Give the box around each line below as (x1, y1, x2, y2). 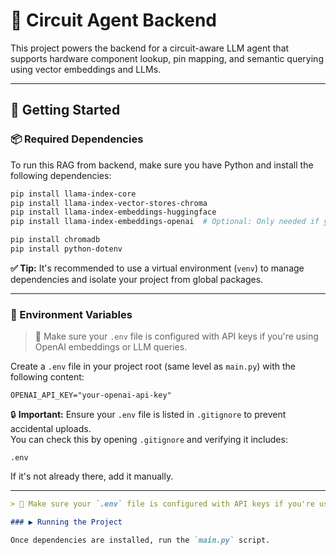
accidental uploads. (10, 423, 92, 435)
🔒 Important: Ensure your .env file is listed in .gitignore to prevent (10, 409, 287, 421)
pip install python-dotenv (10, 244, 123, 254)
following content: (10, 371, 85, 383)
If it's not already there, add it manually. (10, 470, 174, 483)
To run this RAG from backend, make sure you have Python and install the (10, 159, 314, 171)
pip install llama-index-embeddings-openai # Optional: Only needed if (10, 217, 320, 227)
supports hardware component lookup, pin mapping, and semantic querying (10, 52, 324, 64)
